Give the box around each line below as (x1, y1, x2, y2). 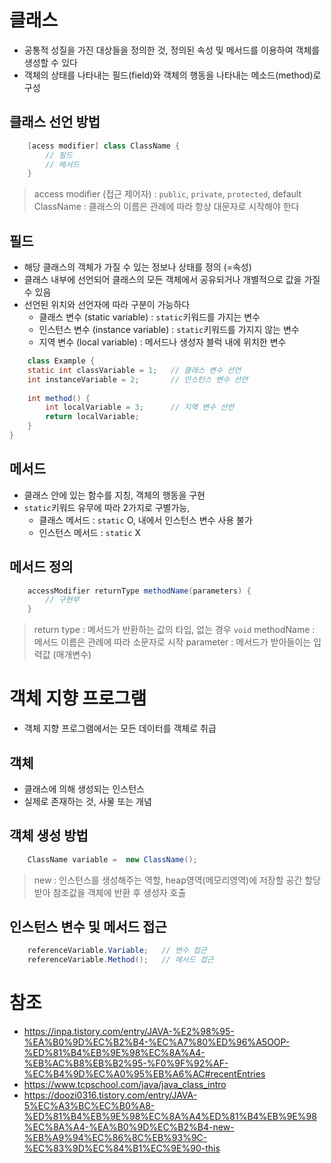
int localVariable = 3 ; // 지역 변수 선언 (45, 402, 235, 413)
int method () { (27, 393, 91, 403)
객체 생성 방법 (9, 827, 89, 845)
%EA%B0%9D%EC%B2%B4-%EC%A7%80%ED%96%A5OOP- (23, 1036, 291, 1048)
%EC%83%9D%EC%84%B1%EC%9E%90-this (23, 1142, 221, 1155)
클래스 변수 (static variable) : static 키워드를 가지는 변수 (38, 311, 261, 323)
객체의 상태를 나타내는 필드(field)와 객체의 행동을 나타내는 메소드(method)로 (23, 69, 322, 81)
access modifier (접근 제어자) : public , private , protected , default (33, 188, 302, 200)
